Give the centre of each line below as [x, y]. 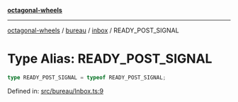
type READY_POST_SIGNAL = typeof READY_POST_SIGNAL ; [87, 77]
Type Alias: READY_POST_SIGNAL [110, 59]
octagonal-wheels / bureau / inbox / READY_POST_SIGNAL [93, 30]
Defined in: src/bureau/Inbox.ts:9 [56, 91]
